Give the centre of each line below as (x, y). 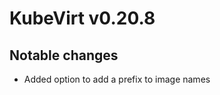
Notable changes (64, 55)
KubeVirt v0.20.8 (82, 18)
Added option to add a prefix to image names (117, 79)
